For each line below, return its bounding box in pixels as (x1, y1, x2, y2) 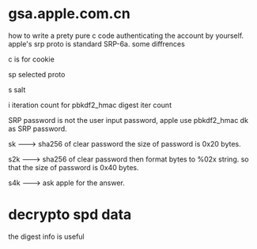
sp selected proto (8, 69, 66, 79)
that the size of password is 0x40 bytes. (8, 162, 140, 172)
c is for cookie (8, 54, 55, 64)
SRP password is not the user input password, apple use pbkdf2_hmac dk (8, 115, 249, 124)
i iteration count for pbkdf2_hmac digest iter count (8, 100, 172, 110)
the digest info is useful (8, 232, 85, 241)
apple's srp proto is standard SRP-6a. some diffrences (8, 39, 186, 48)
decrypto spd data (8, 206, 132, 224)
